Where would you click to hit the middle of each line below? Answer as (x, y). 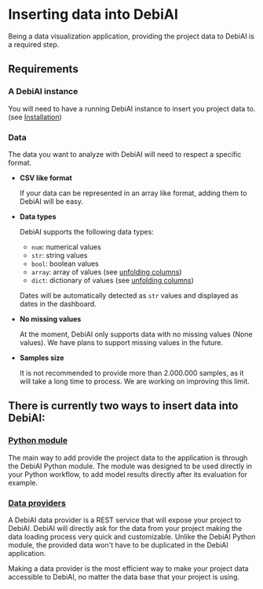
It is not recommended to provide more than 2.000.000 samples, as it (131, 373)
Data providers (37, 503)
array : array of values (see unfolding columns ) (106, 271)
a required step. (34, 44)
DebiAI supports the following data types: (87, 231)
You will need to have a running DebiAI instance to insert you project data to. (132, 108)
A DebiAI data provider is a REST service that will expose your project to (125, 520)
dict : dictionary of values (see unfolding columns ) (113, 280)
